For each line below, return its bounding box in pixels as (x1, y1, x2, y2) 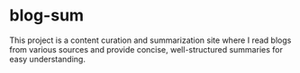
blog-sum (9, 5, 84, 26)
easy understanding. (9, 53, 86, 64)
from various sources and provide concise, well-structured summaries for (9, 44, 284, 54)
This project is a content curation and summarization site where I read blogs (9, 35, 292, 45)
